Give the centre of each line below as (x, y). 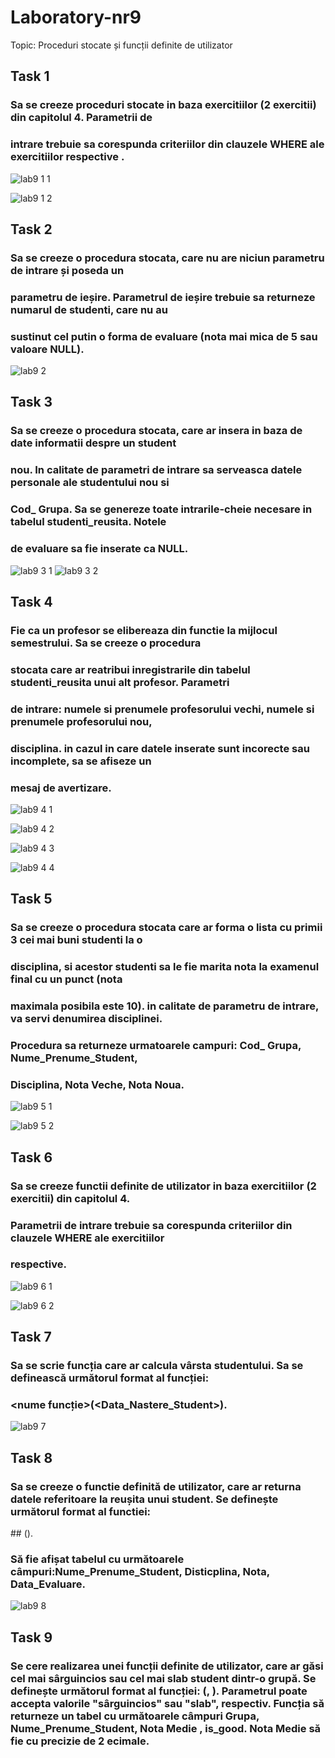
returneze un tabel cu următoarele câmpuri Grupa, (135, 1716)
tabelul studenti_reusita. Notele (88, 522)
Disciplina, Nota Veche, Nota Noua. (97, 1084)
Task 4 (31, 601)
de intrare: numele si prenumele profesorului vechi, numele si (162, 709)
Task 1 (30, 76)
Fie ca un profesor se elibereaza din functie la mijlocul (144, 630)
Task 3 (31, 402)
